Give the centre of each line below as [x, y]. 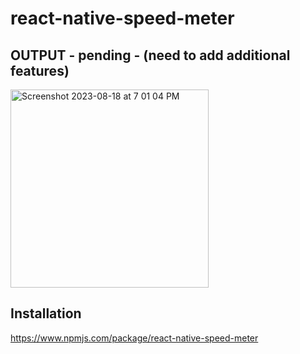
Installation [46, 313]
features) [40, 70]
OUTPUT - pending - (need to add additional [150, 55]
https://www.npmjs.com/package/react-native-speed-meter [134, 338]
